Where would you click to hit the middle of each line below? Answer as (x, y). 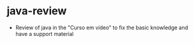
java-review (37, 11)
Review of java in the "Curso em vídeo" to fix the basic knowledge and (102, 27)
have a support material (44, 33)
